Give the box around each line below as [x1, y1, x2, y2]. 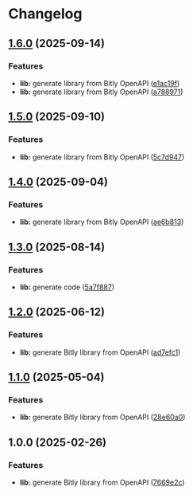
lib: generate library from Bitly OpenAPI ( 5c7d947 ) [19, 152, 185, 162]
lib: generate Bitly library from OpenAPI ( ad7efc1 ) [19, 348, 181, 357]
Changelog [8, 5, 83, 23]
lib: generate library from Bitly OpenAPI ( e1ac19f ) [19, 78, 180, 88]
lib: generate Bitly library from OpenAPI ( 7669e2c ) [19, 477, 185, 487]
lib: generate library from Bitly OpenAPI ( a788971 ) [19, 87, 183, 96]
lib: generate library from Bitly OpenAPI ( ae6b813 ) [19, 217, 184, 227]
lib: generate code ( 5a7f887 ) [19, 282, 115, 292]
